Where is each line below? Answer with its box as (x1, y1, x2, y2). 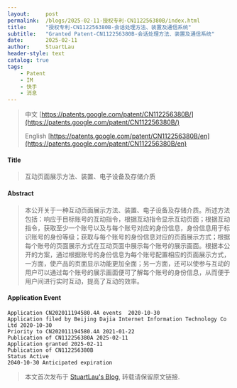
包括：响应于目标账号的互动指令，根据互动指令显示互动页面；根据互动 (24, 215, 231, 223)
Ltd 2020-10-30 (7, 321, 53, 329)
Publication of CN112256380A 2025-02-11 (7, 334, 129, 341)
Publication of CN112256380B (7, 346, 94, 354)
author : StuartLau (7, 43, 75, 50)
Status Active (7, 352, 50, 360)
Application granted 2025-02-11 (7, 340, 103, 347)
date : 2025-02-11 (7, 37, 78, 44)
